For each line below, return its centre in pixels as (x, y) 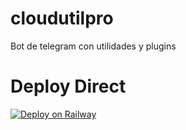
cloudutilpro (62, 18)
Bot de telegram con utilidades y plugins (93, 46)
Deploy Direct (68, 86)
